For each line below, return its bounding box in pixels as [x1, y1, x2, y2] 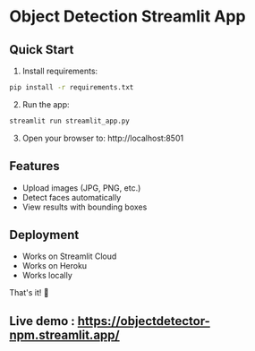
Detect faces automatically [21, 192, 122, 202]
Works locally [21, 270, 73, 281]
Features [9, 158, 60, 174]
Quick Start [9, 42, 74, 57]
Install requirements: [21, 65, 98, 76]
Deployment [9, 227, 80, 243]
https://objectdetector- [77, 313, 210, 329]
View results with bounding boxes [21, 201, 148, 212]
